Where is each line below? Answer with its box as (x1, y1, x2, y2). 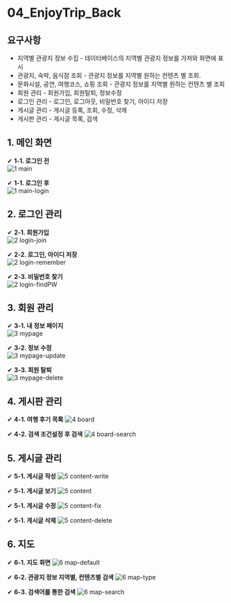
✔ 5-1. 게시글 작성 (7, 472, 57, 480)
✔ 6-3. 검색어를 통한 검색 (7, 588, 76, 596)
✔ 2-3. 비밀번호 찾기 (7, 272, 63, 280)
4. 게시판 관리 (7, 396, 62, 407)
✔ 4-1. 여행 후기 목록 (7, 415, 64, 424)
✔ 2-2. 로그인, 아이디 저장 (7, 250, 78, 258)
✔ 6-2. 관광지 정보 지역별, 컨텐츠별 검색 (7, 572, 114, 581)
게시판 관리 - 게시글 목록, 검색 (17, 114, 99, 123)
